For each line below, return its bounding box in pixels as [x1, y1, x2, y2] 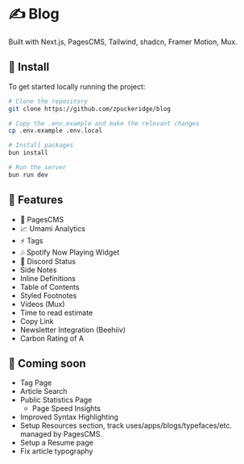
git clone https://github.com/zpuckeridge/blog [8, 105, 172, 113]
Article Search [19, 387, 68, 396]
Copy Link [19, 316, 54, 325]
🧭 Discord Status [19, 256, 77, 266]
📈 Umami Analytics [19, 223, 86, 233]
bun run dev [8, 171, 48, 179]
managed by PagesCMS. [19, 429, 103, 439]
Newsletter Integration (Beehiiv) [19, 325, 126, 334]
